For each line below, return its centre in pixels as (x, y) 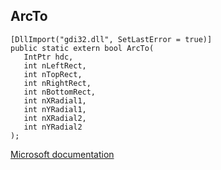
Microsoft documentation (62, 154)
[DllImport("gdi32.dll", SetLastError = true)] (111, 39)
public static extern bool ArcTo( (82, 48)
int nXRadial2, (55, 118)
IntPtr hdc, (48, 57)
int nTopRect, (53, 74)
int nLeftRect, (55, 65)
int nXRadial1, (55, 100)
